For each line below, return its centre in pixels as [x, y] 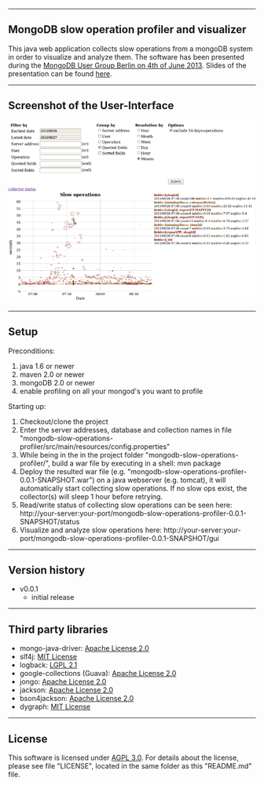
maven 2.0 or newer [52, 374]
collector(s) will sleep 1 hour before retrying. [91, 496]
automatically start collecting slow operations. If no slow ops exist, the [133, 488]
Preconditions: [31, 351]
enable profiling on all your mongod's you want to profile [111, 391]
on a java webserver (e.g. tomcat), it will [161, 480]
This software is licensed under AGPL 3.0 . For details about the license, [124, 758]
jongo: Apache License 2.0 [63, 682]
